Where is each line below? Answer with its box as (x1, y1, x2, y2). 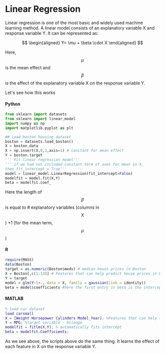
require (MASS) (5, 257, 34, 262)
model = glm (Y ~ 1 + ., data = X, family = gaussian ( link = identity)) (5, 280, 146, 285)
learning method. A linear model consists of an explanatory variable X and (5, 25, 155, 31)
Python (5, 101, 21, 107)
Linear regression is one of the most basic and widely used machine (5, 20, 143, 26)
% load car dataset (5, 306, 45, 311)
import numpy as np (5, 121, 45, 126)
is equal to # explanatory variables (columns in (5, 204, 100, 210)
